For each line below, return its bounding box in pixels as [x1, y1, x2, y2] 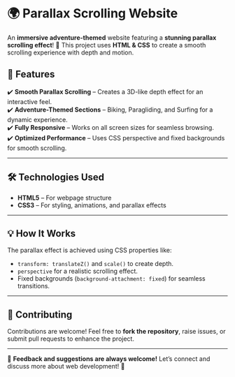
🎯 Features [7, 68, 55, 80]
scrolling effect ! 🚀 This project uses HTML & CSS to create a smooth [7, 40, 206, 49]
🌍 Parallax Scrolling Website [7, 6, 178, 22]
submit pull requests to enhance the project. [7, 334, 135, 343]
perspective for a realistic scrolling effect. [17, 267, 138, 276]
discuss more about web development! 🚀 [7, 362, 125, 371]
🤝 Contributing [7, 309, 73, 320]
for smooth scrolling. [7, 144, 67, 152]
